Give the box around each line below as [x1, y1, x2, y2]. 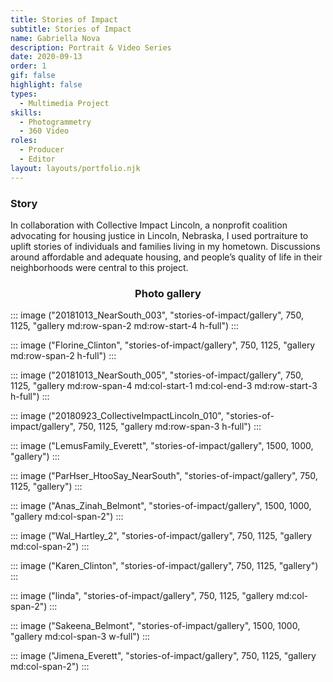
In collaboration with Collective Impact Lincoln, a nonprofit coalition [10, 219, 288, 231]
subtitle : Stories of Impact [10, 24, 132, 34]
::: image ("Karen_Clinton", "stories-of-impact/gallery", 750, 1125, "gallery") [10, 560, 319, 572]
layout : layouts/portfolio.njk [10, 163, 141, 173]
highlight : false [10, 80, 83, 90]
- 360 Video [19, 126, 70, 136]
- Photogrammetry [19, 117, 92, 127]
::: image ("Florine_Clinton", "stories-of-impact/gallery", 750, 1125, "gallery [10, 339, 316, 351]
